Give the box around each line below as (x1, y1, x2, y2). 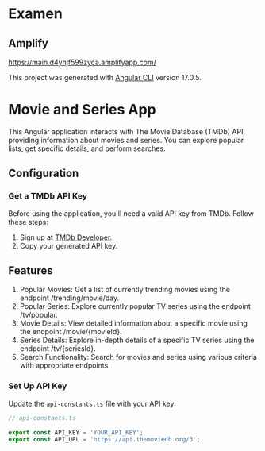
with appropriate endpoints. (19, 360, 111, 370)
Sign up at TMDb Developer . (19, 232, 113, 242)
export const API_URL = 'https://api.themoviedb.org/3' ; (8, 436, 201, 444)
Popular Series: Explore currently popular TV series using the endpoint (19, 302, 252, 311)
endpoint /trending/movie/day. (19, 293, 120, 303)
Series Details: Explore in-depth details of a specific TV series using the (19, 335, 255, 345)
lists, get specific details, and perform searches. (8, 144, 166, 153)
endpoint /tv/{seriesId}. (19, 344, 97, 353)
